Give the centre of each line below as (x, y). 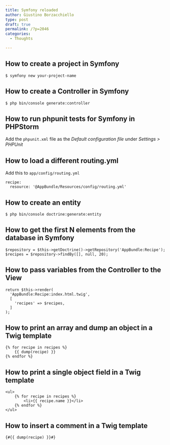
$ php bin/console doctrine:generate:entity (53, 214)
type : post (17, 19)
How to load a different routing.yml (62, 161)
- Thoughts (21, 39)
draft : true (18, 24)
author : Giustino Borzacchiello (40, 15)
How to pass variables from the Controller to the (83, 270)
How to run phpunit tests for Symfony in (70, 119)
